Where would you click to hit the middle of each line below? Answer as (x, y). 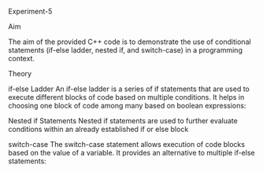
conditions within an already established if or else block (98, 129)
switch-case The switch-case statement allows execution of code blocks (127, 144)
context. (22, 59)
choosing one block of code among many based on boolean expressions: (127, 106)
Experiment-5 (30, 11)
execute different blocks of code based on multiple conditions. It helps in (126, 97)
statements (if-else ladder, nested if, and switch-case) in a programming (125, 50)
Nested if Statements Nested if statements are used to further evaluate (123, 121)
